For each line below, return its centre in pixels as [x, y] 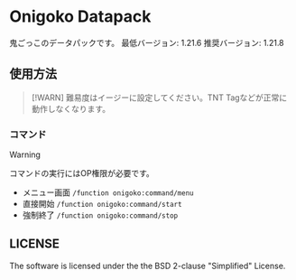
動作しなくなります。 [71, 108]
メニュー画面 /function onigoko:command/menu [108, 192]
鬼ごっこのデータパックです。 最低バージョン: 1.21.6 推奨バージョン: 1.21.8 [147, 42]
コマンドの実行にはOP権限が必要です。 [82, 173]
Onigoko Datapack [80, 17]
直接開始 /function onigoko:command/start [102, 204]
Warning [25, 154]
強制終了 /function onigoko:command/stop [100, 215]
